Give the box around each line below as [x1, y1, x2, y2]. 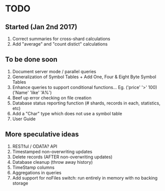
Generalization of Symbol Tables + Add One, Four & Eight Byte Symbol [12, 74, 157, 80]
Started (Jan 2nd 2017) [5, 23, 78, 31]
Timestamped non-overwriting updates [12, 148, 93, 154]
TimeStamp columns [12, 164, 55, 170]
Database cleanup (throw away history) [12, 159, 93, 165]
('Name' [12, 90, 29, 95]
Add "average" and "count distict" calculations [12, 41, 108, 47]
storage [12, 180, 28, 186]
